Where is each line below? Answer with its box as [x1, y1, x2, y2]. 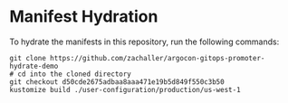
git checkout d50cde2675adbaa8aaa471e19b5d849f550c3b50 [9, 77, 225, 87]
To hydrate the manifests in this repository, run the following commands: [9, 36, 280, 47]
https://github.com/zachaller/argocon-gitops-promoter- [49, 53, 265, 62]
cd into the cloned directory [17, 70, 131, 79]
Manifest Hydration [9, 6, 158, 27]
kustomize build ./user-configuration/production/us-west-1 [9, 85, 242, 94]
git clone [9, 53, 47, 62]
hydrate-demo [9, 61, 59, 70]
